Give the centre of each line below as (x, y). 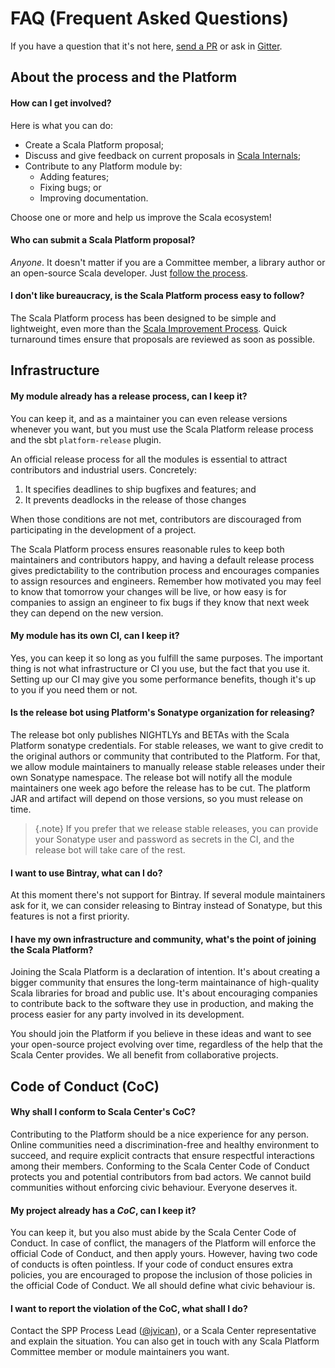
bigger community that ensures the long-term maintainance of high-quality (165, 983)
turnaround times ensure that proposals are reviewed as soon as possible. (163, 339)
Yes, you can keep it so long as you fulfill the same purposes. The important (166, 658)
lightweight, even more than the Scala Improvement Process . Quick (149, 328)
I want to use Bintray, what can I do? (86, 873)
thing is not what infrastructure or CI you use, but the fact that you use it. (160, 668)
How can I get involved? (61, 103)
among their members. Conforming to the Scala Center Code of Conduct (160, 1166)
